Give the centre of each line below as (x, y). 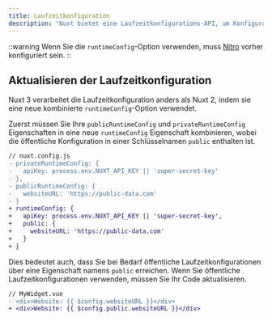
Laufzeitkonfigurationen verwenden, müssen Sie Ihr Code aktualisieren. (127, 279)
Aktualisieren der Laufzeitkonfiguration (110, 80)
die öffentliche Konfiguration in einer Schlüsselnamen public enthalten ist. (132, 141)
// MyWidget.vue (36, 294)
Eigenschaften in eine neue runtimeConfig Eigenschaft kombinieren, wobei (132, 133)
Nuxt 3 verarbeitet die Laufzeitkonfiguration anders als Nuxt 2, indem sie (130, 100)
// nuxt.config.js (39, 156)
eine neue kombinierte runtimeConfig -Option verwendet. (103, 108)
